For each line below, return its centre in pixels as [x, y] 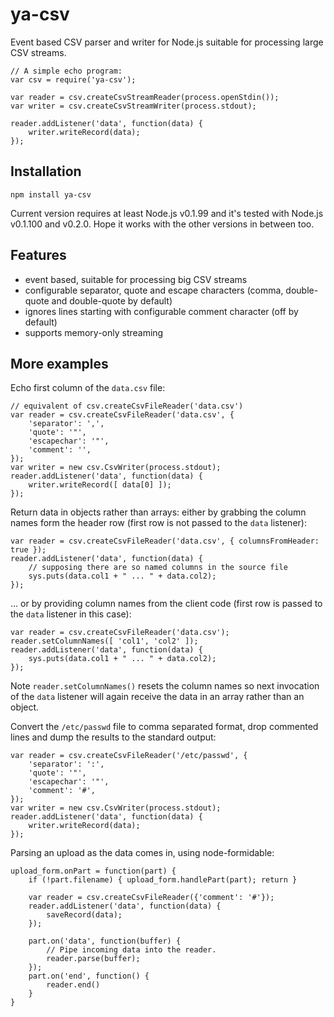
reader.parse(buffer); [93, 959]
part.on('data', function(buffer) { [105, 941]
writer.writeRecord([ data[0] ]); [100, 485]
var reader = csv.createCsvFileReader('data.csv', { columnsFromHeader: [165, 541]
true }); [28, 550]
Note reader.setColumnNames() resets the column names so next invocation [165, 686]
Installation [46, 171]
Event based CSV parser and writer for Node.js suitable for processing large [167, 42]
